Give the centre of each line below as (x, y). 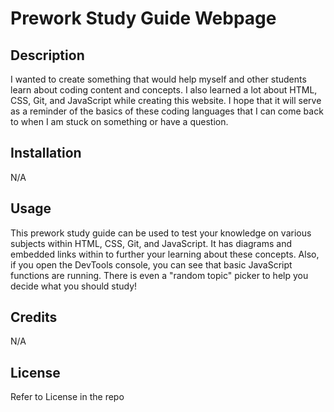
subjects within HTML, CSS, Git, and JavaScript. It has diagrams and (151, 243)
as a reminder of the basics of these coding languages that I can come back (167, 111)
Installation (46, 153)
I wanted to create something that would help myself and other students (158, 79)
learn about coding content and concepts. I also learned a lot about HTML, (164, 90)
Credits (34, 317)
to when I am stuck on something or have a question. (119, 121)
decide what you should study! (74, 286)
